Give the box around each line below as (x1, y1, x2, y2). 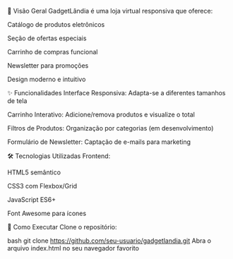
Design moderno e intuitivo (7, 75, 86, 83)
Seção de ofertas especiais (7, 34, 87, 42)
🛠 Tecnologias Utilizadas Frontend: (7, 152, 111, 160)
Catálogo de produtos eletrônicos (7, 20, 105, 28)
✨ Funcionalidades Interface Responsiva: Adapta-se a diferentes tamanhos (7, 89, 226, 97)
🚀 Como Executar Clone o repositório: (7, 223, 117, 231)
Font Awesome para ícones (7, 209, 87, 217)
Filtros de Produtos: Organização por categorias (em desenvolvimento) (7, 124, 214, 132)
